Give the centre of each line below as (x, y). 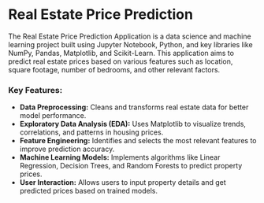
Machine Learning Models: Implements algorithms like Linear (120, 157)
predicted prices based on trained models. (88, 191)
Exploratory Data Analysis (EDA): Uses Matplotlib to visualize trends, (133, 124)
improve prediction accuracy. (67, 149)
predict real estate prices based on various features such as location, (121, 61)
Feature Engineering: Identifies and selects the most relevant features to (138, 141)
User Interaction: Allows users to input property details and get (123, 183)
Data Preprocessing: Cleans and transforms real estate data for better (134, 107)
